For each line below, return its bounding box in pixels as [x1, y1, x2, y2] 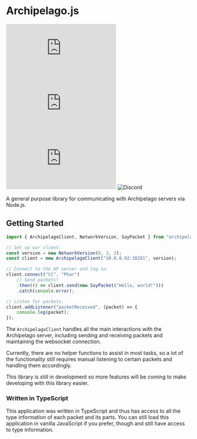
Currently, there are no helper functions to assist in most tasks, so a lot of [6, 350, 184, 357]
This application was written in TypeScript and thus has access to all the [6, 407, 181, 415]
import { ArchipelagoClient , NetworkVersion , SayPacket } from [6, 234, 164, 240]
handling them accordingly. [6, 362, 72, 369]
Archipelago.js [6, 4, 79, 18]
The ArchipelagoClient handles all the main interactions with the [6, 326, 162, 333]
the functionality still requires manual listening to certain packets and [6, 356, 172, 363]
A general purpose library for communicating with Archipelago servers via [6, 195, 185, 202]
